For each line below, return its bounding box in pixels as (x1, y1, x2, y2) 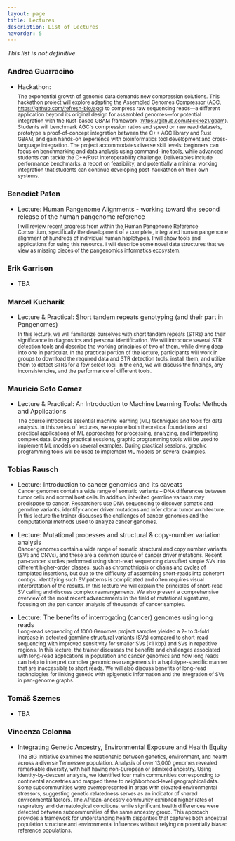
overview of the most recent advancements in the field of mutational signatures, (17, 595, 210, 602)
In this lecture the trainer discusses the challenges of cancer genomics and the (17, 513, 208, 520)
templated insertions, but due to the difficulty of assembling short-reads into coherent (17, 570, 224, 577)
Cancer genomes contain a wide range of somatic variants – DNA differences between (17, 488, 227, 495)
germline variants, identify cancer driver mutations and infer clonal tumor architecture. (17, 506, 226, 513)
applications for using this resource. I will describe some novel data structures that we (17, 241, 225, 248)
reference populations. (17, 827, 72, 834)
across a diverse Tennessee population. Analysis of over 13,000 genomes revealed (17, 759, 217, 767)
